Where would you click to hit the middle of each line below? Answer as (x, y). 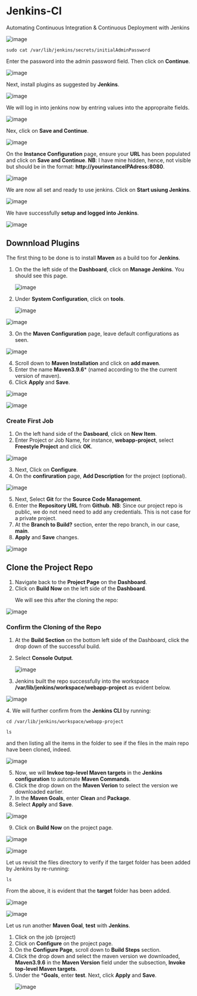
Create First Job (30, 421)
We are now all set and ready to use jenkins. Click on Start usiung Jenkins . (98, 190)
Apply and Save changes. (47, 537)
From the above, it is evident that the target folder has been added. (89, 891)
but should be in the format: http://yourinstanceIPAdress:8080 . (85, 166)
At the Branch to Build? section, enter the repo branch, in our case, (97, 525)
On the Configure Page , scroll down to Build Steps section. (88, 950)
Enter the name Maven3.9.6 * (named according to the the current (96, 369)
